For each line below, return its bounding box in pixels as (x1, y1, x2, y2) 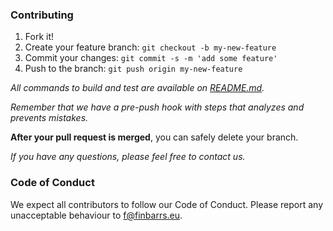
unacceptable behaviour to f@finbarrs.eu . (10, 209, 183, 221)
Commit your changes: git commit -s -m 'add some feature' (24, 52, 278, 64)
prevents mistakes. (10, 112, 89, 124)
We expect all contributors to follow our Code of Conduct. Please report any (10, 198, 324, 210)
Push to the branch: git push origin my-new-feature (24, 63, 243, 75)
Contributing (10, 8, 74, 22)
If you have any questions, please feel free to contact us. (10, 151, 246, 163)
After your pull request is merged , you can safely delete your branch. (10, 131, 299, 143)
